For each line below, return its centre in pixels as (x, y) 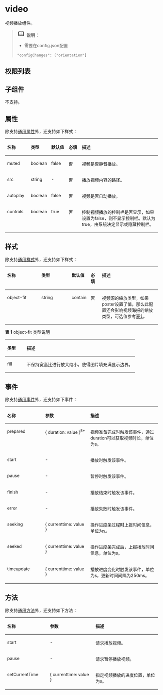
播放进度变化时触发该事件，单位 (122, 569)
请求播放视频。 (110, 643)
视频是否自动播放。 (101, 196)
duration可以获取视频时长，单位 (122, 438)
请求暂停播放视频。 (115, 659)
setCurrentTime (23, 675)
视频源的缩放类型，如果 (125, 298)
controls (15, 212)
